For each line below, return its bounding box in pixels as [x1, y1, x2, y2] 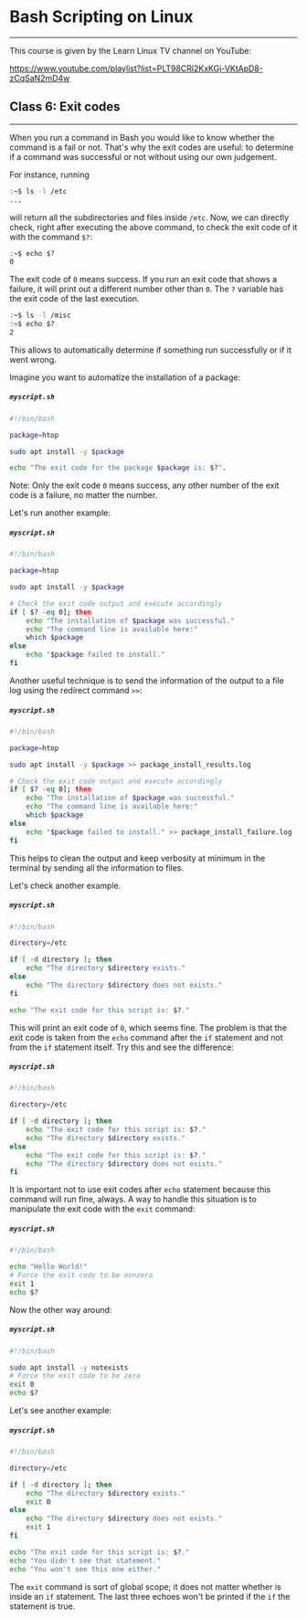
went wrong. [9, 354, 57, 365]
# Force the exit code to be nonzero [9, 1271, 153, 1280]
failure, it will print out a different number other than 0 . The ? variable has [9, 283, 284, 294]
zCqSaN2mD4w [9, 72, 70, 83]
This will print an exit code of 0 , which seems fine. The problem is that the [9, 1021, 288, 1033]
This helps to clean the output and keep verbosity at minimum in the [9, 852, 266, 863]
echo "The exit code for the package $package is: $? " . [9, 463, 227, 472]
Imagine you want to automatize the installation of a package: [9, 372, 240, 383]
